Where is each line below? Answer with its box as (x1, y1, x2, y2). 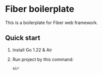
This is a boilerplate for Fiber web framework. (5, 20, 98, 25)
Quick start (5, 34, 41, 42)
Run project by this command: (12, 56, 74, 62)
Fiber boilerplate (5, 3, 74, 15)
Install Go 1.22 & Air (12, 47, 52, 52)
